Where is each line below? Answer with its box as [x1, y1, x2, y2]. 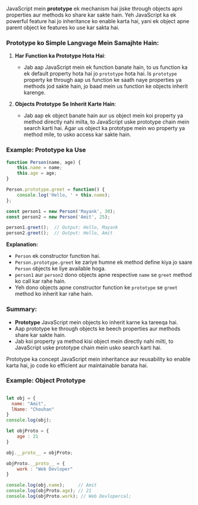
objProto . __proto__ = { [6, 460, 65, 466]
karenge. [23, 89, 46, 96]
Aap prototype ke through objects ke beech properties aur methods [14, 325, 181, 332]
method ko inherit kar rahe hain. [14, 291, 93, 298]
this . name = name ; [17, 165, 62, 171]
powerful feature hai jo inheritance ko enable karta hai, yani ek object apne [6, 18, 190, 24]
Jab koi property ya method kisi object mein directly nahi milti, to [14, 337, 174, 345]
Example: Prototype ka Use [6, 146, 86, 154]
